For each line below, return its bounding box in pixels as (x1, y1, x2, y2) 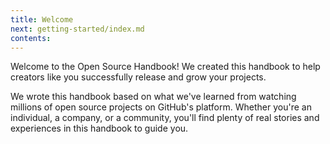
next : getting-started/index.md (10, 24, 145, 34)
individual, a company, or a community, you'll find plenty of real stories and (10, 112, 320, 124)
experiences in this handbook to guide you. (10, 122, 189, 135)
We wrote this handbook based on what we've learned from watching (10, 91, 297, 103)
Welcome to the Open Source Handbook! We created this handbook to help (10, 61, 321, 73)
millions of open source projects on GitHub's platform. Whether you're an (10, 101, 312, 113)
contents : (10, 33, 52, 43)
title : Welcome (10, 14, 74, 25)
